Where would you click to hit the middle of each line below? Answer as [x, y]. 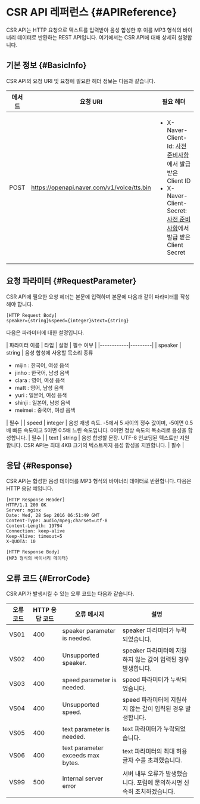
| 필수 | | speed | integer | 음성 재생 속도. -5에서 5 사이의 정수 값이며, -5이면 [95, 423]
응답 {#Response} [40, 465]
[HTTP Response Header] [36, 500]
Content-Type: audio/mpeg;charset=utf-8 [57, 521]
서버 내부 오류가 [143, 774]
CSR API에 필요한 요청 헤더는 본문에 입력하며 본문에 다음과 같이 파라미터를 [93, 297]
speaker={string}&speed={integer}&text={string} [68, 321]
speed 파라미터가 [146, 680]
